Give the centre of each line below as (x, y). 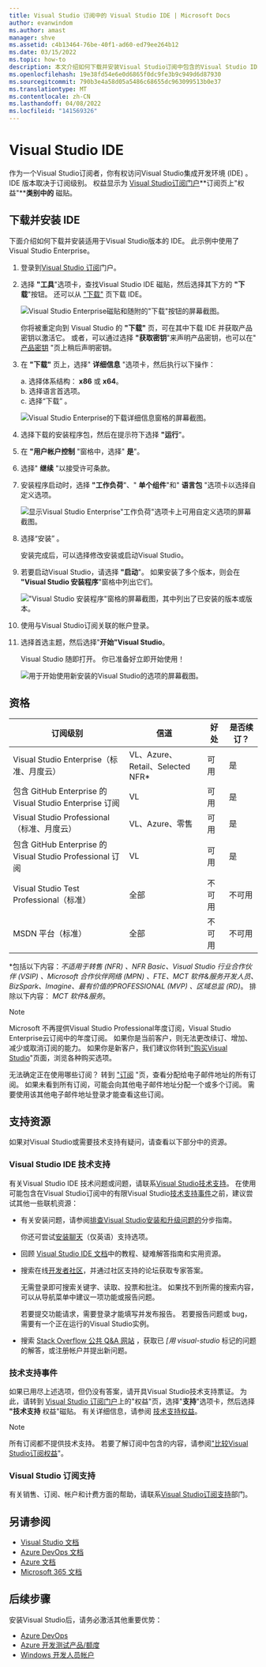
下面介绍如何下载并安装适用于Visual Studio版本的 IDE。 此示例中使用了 (124, 240)
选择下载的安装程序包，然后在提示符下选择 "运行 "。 (104, 434)
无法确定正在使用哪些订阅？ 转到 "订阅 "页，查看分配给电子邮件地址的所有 (129, 1074)
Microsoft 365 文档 (51, 1572)
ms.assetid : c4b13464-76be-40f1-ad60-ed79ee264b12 (94, 45)
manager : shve (32, 38)
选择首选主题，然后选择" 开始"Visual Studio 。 (95, 642)
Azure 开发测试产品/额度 (60, 1645)
